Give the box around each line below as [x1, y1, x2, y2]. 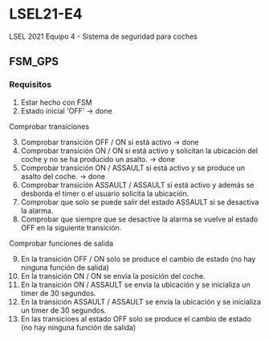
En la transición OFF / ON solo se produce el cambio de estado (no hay [20, 254, 256, 263]
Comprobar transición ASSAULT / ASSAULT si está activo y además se [20, 180, 255, 189]
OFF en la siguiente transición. [20, 222, 122, 232]
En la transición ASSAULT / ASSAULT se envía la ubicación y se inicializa [20, 296, 262, 306]
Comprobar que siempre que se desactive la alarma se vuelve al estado [20, 214, 259, 224]
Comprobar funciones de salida [9, 238, 114, 248]
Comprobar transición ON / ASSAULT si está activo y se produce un [20, 163, 246, 172]
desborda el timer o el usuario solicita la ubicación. [20, 189, 190, 198]
